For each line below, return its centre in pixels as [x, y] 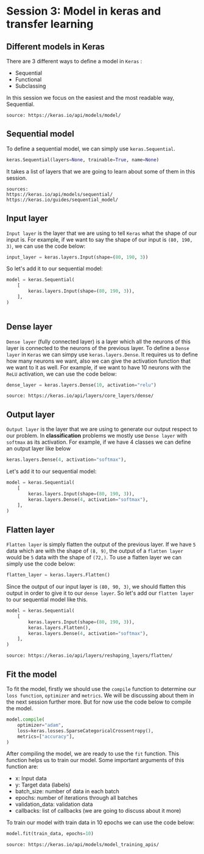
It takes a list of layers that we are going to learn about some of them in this [101, 171]
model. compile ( [26, 719]
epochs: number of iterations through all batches [76, 798]
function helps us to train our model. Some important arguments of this [95, 760]
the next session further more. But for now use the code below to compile [99, 702]
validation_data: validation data [54, 804]
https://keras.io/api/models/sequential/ [60, 194]
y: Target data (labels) [43, 785]
